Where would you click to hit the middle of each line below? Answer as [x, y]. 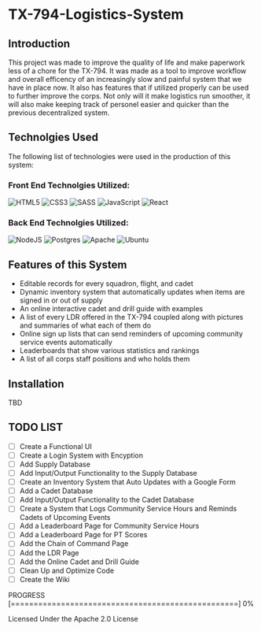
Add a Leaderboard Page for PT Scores [83, 535]
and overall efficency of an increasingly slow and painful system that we [125, 79]
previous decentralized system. [59, 113]
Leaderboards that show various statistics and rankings [109, 351]
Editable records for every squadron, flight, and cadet [107, 284]
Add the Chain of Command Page [74, 544]
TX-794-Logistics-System [96, 15]
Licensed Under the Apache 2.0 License [74, 618]
